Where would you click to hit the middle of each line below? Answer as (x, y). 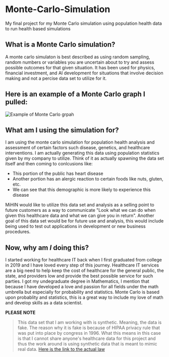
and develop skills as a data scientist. (44, 303)
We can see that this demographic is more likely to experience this (81, 190)
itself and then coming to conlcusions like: (49, 164)
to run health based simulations (38, 28)
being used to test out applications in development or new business (75, 227)
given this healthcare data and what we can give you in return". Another (80, 215)
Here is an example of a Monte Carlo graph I (75, 94)
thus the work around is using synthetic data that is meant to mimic (87, 344)
